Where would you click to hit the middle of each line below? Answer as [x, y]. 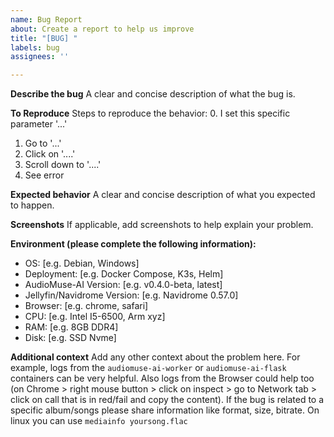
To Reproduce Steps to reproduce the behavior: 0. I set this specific [150, 113]
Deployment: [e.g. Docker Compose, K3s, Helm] [124, 274]
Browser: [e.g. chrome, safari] [86, 306]
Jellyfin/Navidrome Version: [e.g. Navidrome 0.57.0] [131, 295]
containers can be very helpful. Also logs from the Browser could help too [162, 378]
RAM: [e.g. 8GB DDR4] [71, 327]
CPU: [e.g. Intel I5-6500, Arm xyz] [95, 317]
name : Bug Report [46, 19]
